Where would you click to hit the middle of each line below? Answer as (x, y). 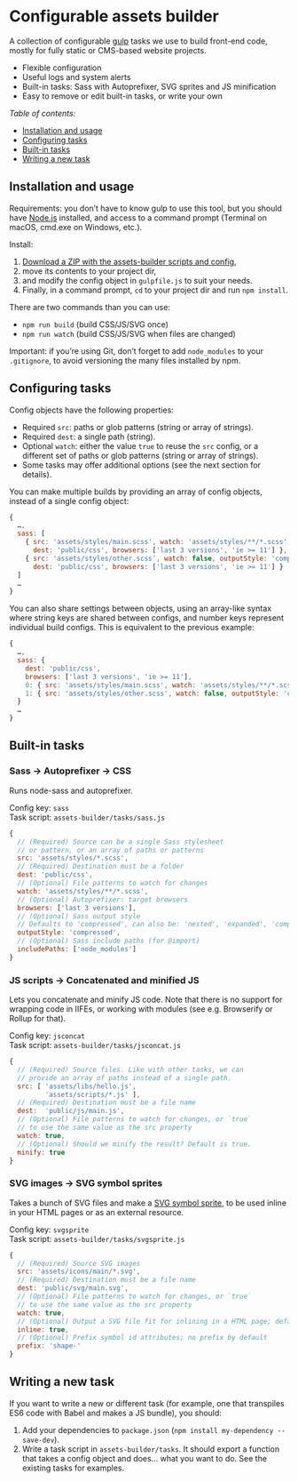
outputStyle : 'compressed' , (69, 933)
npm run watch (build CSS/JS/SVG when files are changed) (129, 333)
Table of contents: (43, 113)
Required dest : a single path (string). (89, 437)
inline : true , (43, 1330)
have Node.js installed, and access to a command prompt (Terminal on (138, 217)
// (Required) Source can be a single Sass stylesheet (121, 842)
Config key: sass (39, 807)
